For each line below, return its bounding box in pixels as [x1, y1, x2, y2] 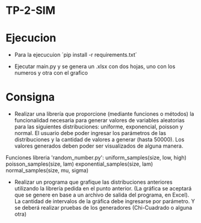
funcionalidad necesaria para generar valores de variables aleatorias [14, 117, 185, 124]
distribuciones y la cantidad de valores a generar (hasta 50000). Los [14, 136, 185, 143]
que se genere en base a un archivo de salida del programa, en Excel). [14, 191, 190, 199]
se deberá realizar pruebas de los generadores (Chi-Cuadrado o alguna [14, 204, 193, 212]
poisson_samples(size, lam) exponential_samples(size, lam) [5, 160, 153, 168]
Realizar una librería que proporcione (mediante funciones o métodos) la [14, 110, 194, 118]
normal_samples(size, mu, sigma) [5, 167, 88, 174]
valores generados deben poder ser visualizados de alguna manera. [14, 142, 184, 149]
